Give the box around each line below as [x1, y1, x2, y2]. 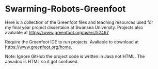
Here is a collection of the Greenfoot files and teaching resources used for [5, 19, 154, 25]
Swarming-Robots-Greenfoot [5, 3, 126, 14]
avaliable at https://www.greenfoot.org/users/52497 [5, 29, 109, 35]
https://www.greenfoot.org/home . [5, 44, 73, 50]
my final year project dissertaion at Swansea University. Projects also [5, 24, 143, 30]
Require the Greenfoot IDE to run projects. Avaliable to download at [5, 39, 139, 44]
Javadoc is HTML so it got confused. [5, 58, 79, 64]
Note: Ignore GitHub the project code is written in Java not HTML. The [5, 53, 145, 59]
